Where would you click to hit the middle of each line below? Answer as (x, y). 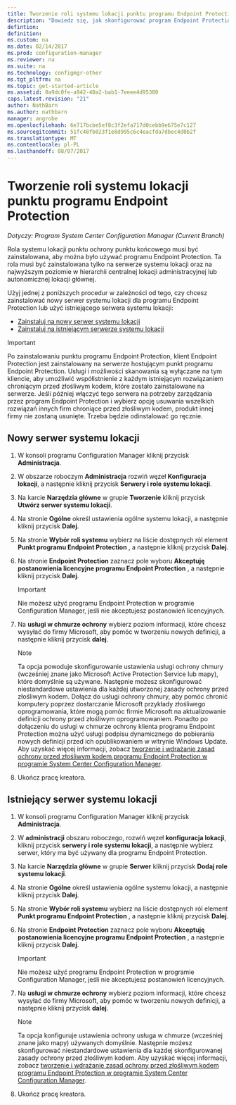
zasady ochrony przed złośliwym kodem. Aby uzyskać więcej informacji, (123, 1058)
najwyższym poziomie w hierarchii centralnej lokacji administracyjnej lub (112, 271)
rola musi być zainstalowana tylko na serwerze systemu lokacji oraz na (110, 264)
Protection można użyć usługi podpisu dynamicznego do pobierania (116, 734)
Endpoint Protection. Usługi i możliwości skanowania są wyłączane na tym (115, 371)
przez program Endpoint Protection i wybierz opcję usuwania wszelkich (111, 401)
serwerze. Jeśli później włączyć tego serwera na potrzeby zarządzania (110, 393)
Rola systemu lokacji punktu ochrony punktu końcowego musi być (103, 249)
